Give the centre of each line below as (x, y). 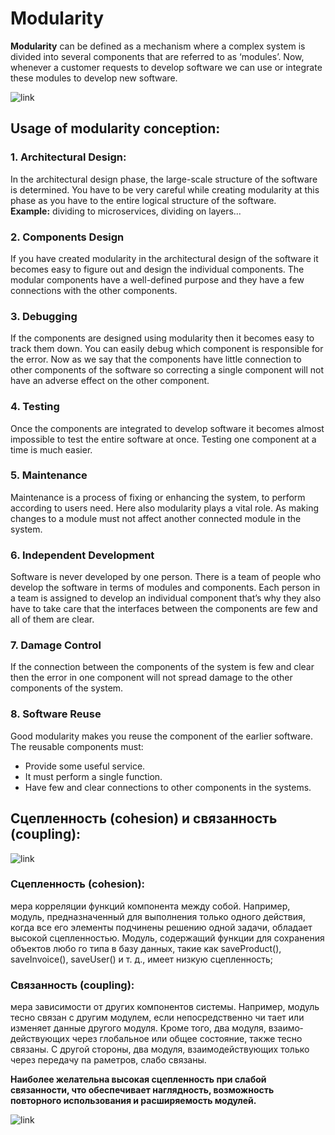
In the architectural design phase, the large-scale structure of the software (164, 179)
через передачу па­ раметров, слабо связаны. (108, 1060)
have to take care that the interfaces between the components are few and (164, 609)
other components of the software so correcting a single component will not (167, 370)
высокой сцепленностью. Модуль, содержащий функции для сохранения (167, 938)
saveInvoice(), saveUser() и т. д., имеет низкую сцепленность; (142, 959)
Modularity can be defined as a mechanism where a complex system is (158, 46)
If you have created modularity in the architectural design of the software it (164, 258)
